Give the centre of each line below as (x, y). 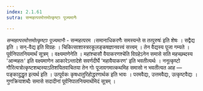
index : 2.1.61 (24, 12)
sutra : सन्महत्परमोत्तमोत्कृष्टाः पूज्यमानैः (42, 18)
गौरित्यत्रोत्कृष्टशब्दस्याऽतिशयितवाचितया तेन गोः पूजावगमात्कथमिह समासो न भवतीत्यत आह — (94, 67)
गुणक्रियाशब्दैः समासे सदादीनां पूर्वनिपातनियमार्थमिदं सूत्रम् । (61, 81)
